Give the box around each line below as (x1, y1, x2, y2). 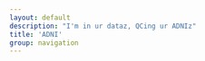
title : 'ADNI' (9, 30, 63, 39)
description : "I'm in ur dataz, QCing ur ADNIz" (9, 22, 197, 30)
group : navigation (9, 38, 79, 48)
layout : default (9, 13, 71, 22)
